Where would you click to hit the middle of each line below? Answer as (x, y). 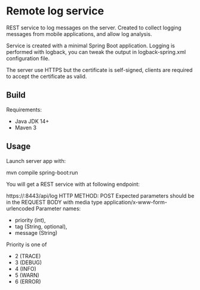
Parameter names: (58, 209)
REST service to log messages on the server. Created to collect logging (94, 28)
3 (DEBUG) (28, 262)
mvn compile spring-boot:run (42, 173)
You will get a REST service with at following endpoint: (73, 184)
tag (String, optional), (41, 226)
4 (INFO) (26, 268)
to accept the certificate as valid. (47, 76)
